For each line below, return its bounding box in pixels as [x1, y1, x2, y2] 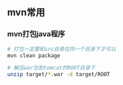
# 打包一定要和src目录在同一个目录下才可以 [7, 45, 116, 52]
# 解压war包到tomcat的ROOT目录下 [7, 65, 96, 72]
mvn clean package [7, 52, 60, 59]
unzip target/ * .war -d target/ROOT [7, 71, 110, 78]
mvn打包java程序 [7, 29, 65, 39]
